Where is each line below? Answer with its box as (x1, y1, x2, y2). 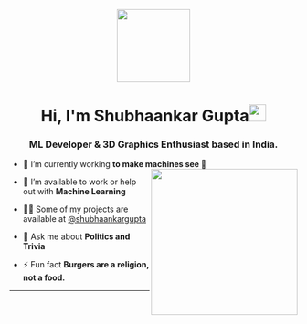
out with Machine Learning (22, 186, 126, 197)
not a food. (22, 272, 66, 283)
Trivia (22, 241, 46, 252)
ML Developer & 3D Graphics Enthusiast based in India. (28, 138, 279, 151)
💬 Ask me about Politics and (22, 231, 131, 242)
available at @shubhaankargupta (22, 214, 147, 225)
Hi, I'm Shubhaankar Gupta (40, 106, 249, 127)
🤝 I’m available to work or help (22, 176, 137, 187)
